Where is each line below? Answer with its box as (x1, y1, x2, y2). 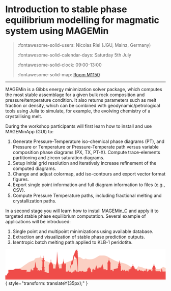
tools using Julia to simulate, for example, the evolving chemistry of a (5, 108, 151, 114)
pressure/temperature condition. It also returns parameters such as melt (5, 97, 157, 103)
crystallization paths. (12, 197, 57, 204)
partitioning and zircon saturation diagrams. (12, 154, 105, 161)
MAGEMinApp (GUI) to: (5, 128, 54, 134)
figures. (12, 176, 29, 182)
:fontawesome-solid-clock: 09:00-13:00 (17, 62, 102, 68)
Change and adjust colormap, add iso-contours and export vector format (12, 170, 166, 177)
